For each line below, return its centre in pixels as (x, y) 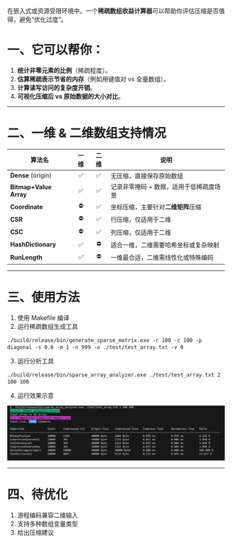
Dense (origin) (31, 175)
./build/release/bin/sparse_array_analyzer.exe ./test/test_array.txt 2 (114, 375)
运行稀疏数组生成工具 (47, 326)
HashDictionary (33, 245)
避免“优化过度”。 (43, 19)
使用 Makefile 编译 (43, 318)
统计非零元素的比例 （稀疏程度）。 (64, 70)
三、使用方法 (44, 297)
